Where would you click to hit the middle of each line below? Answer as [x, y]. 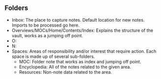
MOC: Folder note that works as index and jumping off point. [80, 61]
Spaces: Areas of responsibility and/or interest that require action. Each [84, 51]
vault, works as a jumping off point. [47, 35]
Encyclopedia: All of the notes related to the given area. [75, 67]
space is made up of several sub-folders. [53, 56]
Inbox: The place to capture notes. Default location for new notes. [78, 20]
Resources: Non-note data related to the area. [66, 72]
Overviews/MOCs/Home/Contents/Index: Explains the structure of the [82, 30]
